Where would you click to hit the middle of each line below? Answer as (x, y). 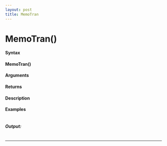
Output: (13, 126)
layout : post (19, 10)
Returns (14, 87)
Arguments (17, 75)
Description (18, 98)
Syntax (13, 53)
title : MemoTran (22, 14)
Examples (16, 109)
